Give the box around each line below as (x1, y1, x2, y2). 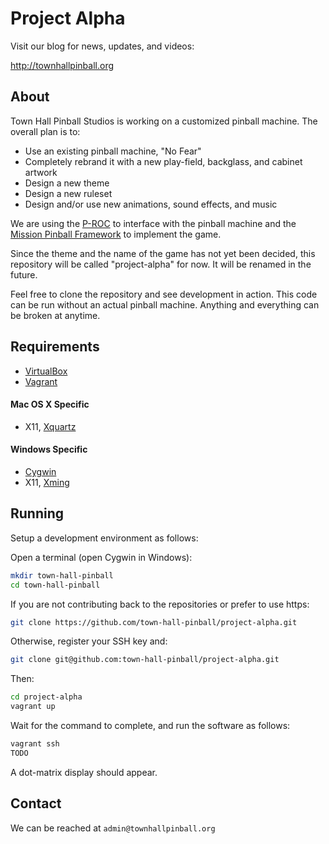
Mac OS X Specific (10, 398, 90, 411)
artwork (24, 166, 58, 178)
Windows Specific (10, 443, 88, 456)
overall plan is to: (10, 125, 81, 137)
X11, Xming (24, 476, 70, 488)
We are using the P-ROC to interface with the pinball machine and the (10, 217, 297, 229)
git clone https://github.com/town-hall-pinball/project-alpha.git (10, 617, 298, 627)
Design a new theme (24, 177, 110, 189)
